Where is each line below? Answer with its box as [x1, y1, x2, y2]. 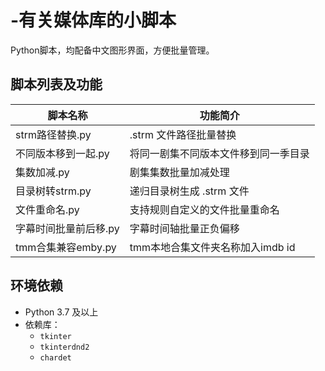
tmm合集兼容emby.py [15, 240, 117, 254]
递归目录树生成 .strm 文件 [129, 184, 250, 198]
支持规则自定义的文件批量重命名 [129, 202, 280, 216]
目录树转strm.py [15, 184, 92, 198]
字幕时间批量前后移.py [15, 221, 120, 235]
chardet [39, 352, 72, 363]
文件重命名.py [15, 202, 80, 216]
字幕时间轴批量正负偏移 [129, 221, 240, 235]
